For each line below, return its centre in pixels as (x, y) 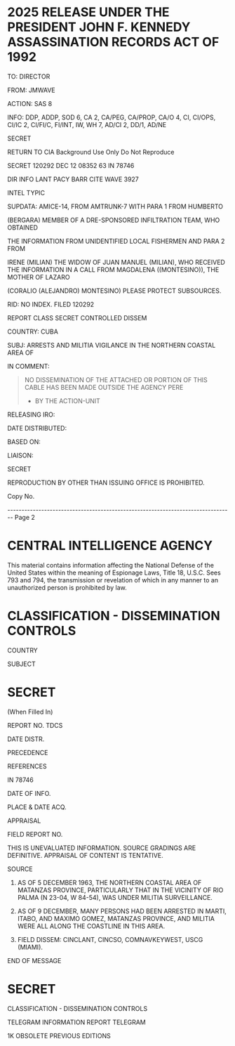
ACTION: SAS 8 (30, 103)
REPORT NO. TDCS (35, 725)
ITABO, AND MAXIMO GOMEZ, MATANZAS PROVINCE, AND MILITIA (116, 918)
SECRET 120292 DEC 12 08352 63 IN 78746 (71, 165)
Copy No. (21, 496)
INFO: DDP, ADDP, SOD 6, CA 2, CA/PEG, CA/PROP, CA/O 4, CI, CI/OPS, (112, 117)
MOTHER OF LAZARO (39, 277)
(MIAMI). (30, 947)
